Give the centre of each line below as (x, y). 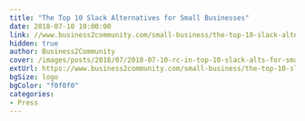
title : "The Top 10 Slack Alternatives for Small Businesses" (129, 18)
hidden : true (34, 43)
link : (20, 35)
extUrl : (24, 69)
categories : (32, 94)
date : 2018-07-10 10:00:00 (60, 26)
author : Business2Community (63, 52)
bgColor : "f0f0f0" (44, 86)
